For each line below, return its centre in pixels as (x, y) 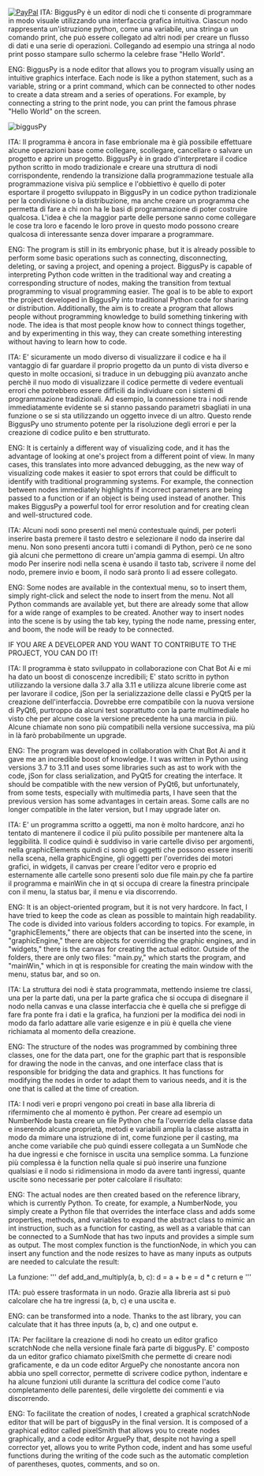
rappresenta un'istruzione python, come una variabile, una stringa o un (123, 29)
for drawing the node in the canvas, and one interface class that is (115, 1063)
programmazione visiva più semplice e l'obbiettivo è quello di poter (117, 184)
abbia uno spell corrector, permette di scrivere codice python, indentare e (128, 1373)
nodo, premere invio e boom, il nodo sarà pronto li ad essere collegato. (123, 572)
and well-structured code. (50, 515)
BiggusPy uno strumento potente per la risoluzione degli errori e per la (122, 424)
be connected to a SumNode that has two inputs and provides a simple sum (131, 1236)
